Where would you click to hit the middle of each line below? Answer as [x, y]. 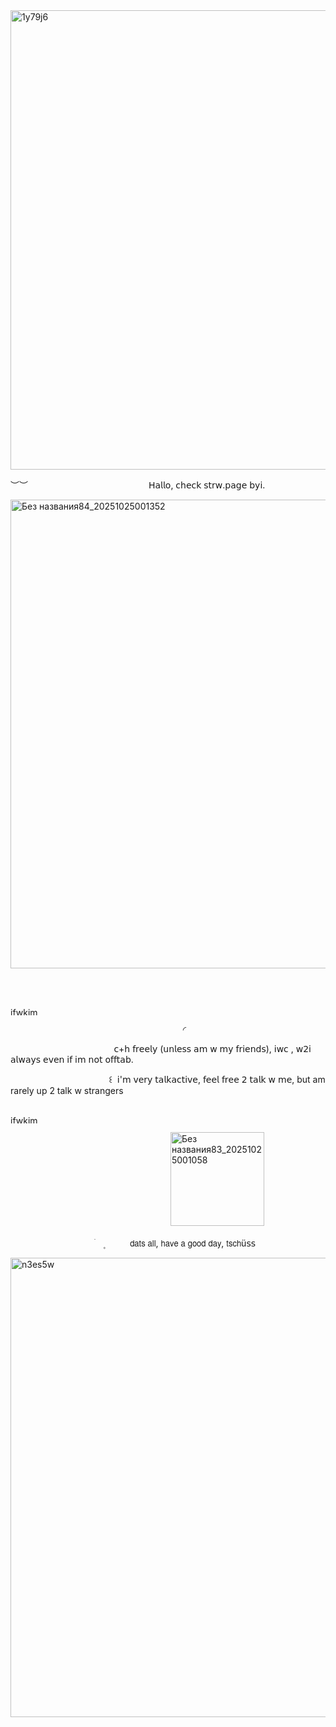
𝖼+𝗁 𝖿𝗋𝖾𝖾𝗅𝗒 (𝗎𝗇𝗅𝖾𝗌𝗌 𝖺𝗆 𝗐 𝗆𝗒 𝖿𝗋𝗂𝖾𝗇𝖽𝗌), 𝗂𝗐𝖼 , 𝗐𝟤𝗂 [212, 1048]
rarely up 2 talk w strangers [67, 1090]
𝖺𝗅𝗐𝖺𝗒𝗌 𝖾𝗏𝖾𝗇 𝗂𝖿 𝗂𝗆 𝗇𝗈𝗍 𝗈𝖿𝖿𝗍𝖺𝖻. [72, 1059]
